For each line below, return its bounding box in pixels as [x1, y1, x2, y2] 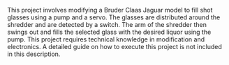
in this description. [7, 50, 61, 58]
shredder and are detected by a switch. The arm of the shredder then [7, 21, 207, 28]
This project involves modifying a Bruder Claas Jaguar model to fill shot [7, 6, 213, 14]
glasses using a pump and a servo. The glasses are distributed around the [7, 13, 221, 21]
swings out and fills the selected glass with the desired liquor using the [7, 28, 212, 36]
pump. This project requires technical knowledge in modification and [7, 35, 205, 44]
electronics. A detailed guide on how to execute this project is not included [7, 43, 222, 50]
